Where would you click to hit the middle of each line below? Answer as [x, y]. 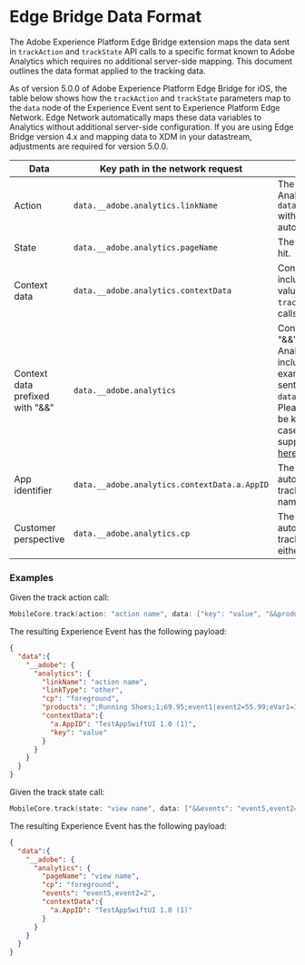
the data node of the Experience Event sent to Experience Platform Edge [145, 107]
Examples [32, 577]
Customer [35, 527]
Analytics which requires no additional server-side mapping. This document [151, 61]
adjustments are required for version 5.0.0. [89, 146]
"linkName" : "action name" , [95, 682]
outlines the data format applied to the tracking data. [108, 71]
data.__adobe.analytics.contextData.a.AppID [171, 484]
